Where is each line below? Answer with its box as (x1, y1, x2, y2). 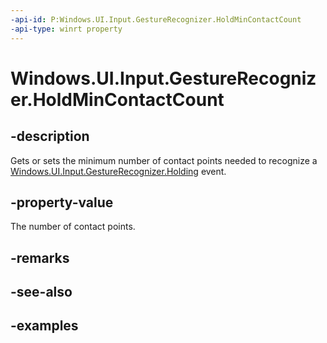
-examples (10, 317, 79, 335)
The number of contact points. (10, 221, 136, 233)
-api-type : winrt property (10, 24, 123, 34)
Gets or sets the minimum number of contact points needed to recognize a (10, 154, 318, 166)
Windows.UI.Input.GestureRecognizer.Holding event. (10, 165, 227, 177)
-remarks (10, 249, 70, 266)
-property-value (10, 194, 114, 211)
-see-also (10, 284, 73, 301)
